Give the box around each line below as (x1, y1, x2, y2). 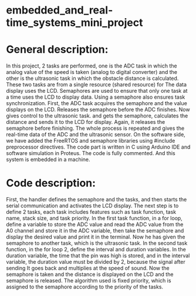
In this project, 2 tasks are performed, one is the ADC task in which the (6, 62, 177, 69)
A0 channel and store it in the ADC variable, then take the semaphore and (6, 227, 184, 234)
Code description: (6, 177, 96, 190)
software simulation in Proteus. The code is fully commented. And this (6, 150, 175, 157)
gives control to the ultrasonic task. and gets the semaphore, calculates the (6, 112, 188, 119)
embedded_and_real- (6, 4, 113, 17)
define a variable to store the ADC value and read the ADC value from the (6, 221, 184, 228)
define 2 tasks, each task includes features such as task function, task (6, 208, 177, 216)
